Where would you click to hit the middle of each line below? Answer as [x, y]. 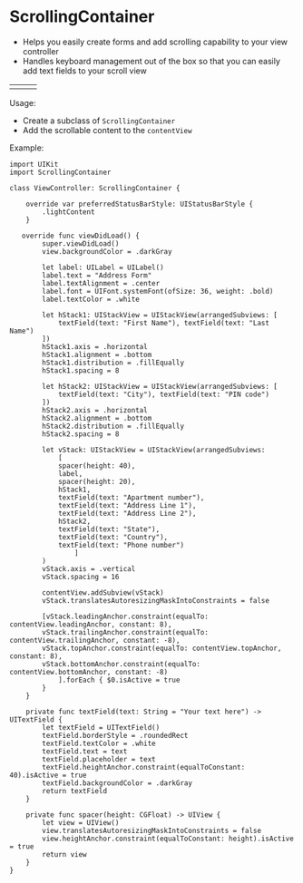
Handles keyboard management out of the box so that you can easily [151, 61]
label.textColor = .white [91, 299]
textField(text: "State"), [109, 529]
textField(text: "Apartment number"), [131, 497]
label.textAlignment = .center [101, 283]
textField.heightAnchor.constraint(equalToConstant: [144, 767]
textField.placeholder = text [99, 759]
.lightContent [68, 212]
